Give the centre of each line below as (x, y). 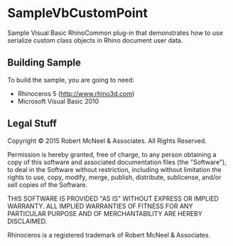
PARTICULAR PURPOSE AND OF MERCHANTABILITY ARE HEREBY (105, 213)
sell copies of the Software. (48, 184)
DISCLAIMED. (27, 221)
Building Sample (44, 63)
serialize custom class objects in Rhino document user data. (95, 40)
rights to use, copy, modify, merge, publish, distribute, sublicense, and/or (114, 177)
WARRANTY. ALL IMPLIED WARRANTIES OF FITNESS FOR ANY (100, 206)
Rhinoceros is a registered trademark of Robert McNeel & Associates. (109, 235)
